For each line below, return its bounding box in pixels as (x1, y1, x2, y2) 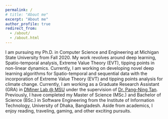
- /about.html (10, 36, 39, 41)
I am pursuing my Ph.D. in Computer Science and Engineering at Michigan (5, 49, 159, 55)
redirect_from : (5, 26, 37, 31)
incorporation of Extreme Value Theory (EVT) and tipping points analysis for (5, 76, 163, 82)
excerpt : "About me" (5, 17, 49, 22)
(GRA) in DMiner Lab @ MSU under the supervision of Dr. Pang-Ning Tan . (5, 86, 158, 92)
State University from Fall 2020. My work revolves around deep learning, (5, 54, 156, 60)
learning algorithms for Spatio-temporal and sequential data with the (5, 70, 148, 76)
